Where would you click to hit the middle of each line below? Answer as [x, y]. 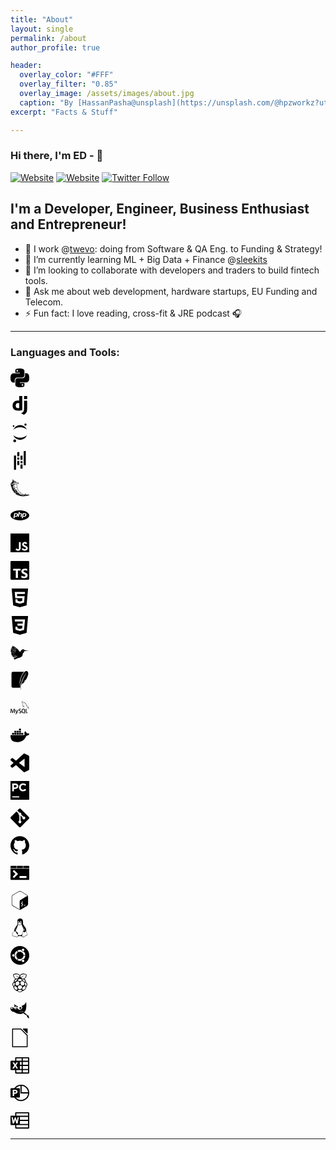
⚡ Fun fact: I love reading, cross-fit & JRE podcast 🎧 [133, 313]
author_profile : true [55, 47]
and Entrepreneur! [68, 224]
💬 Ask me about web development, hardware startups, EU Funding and [171, 291]
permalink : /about [48, 38]
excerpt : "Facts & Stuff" [64, 112]
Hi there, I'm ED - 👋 [57, 156]
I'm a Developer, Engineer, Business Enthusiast [160, 209]
